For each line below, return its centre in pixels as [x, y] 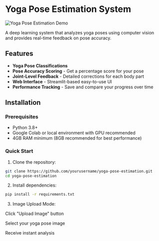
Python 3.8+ [25, 128]
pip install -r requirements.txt [40, 195]
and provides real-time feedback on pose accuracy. [58, 38]
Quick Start [19, 151]
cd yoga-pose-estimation [31, 176]
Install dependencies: [34, 185]
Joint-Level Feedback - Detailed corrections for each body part [78, 76]
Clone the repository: [34, 162]
